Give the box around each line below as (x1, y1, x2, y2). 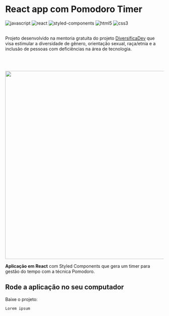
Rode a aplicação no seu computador (5, 283, 124, 291)
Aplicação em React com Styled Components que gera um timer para (5, 263, 150, 269)
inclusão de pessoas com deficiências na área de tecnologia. (5, 46, 132, 52)
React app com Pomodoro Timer (5, 4, 142, 15)
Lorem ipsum (5, 306, 30, 311)
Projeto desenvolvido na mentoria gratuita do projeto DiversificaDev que (5, 35, 155, 41)
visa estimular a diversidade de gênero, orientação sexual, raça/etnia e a (5, 40, 156, 46)
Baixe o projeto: (5, 296, 38, 302)
